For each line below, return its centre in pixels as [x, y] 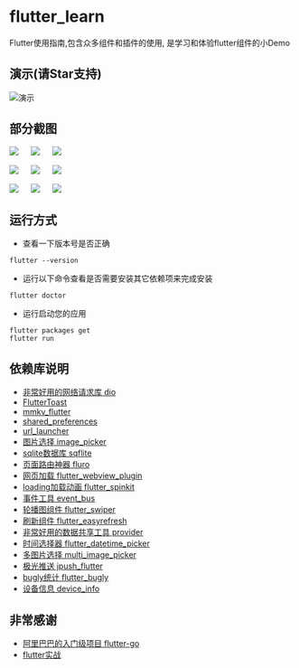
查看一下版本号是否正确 [66, 244]
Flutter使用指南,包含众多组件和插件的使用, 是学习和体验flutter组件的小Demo [150, 42]
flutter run [32, 339]
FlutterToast [45, 402]
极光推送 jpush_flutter [63, 566]
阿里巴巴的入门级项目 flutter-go [81, 643]
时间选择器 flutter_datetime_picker [86, 543]
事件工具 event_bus [59, 498]
